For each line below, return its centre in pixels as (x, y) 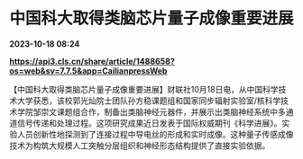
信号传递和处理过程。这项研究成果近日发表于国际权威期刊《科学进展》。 (149, 123)
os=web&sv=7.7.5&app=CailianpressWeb (88, 71)
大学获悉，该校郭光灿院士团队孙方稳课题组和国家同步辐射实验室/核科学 (149, 101)
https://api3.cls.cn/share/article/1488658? (92, 61)
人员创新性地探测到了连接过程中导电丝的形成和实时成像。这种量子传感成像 (155, 134)
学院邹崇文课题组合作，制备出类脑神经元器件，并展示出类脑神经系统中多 (151, 111)
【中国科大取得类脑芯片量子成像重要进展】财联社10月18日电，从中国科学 (144, 89)
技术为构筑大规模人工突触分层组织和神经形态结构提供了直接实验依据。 (140, 146)
